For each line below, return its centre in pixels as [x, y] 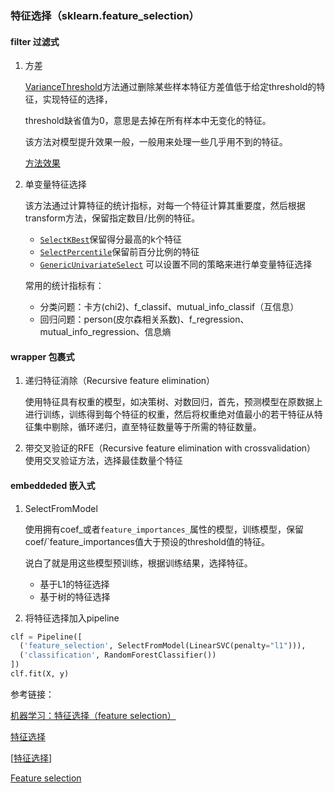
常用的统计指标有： [64, 286]
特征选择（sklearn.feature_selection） [105, 15]
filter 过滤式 [35, 41]
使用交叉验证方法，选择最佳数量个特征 [103, 461]
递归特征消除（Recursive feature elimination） [120, 381]
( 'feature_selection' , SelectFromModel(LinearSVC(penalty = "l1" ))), [163, 646]
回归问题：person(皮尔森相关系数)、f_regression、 [144, 319]
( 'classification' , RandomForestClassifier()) [118, 655]
